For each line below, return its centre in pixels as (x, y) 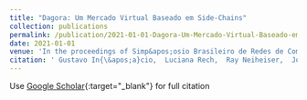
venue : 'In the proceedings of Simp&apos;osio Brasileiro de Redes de (147, 52)
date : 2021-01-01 (42, 43)
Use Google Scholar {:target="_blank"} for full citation (110, 86)
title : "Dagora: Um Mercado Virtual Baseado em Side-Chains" (128, 18)
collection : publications (58, 26)
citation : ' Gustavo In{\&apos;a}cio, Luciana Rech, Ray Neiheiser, (147, 60)
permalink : (30, 35)
